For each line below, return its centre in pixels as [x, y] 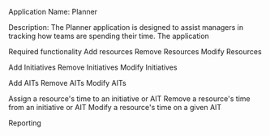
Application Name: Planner [53, 12]
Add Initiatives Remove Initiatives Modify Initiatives [93, 67]
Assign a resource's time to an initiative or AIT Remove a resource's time [129, 99]
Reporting [25, 123]
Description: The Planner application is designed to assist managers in [126, 27]
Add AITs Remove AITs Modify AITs [68, 83]
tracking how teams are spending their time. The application [109, 36]
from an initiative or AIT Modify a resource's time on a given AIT [115, 107]
